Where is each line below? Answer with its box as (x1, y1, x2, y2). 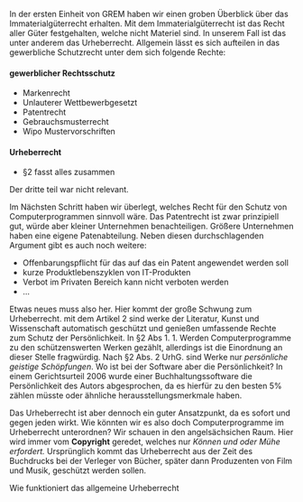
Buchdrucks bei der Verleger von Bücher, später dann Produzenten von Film (9, 456, 293, 467)
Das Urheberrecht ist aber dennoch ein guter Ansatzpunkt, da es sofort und (9, 407, 291, 419)
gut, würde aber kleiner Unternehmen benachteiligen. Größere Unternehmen (9, 221, 294, 232)
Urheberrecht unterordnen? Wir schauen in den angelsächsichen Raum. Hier (9, 427, 294, 438)
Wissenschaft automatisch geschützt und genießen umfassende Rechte (9, 323, 277, 334)
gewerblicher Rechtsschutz (9, 68, 115, 79)
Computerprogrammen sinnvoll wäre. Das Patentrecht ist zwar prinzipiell (9, 211, 280, 222)
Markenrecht (22, 88, 70, 98)
